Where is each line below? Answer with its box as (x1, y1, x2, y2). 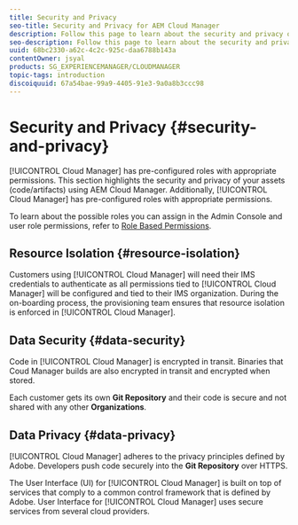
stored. (9, 375, 35, 386)
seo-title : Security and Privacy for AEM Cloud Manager (9, 21, 220, 30)
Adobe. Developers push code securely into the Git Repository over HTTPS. (9, 460, 288, 471)
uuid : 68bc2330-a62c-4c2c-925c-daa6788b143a (9, 46, 176, 55)
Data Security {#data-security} (9, 333, 186, 348)
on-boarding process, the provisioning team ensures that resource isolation (9, 298, 286, 309)
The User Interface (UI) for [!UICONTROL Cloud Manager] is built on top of (9, 478, 282, 488)
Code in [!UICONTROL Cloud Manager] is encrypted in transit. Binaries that (9, 357, 284, 367)
